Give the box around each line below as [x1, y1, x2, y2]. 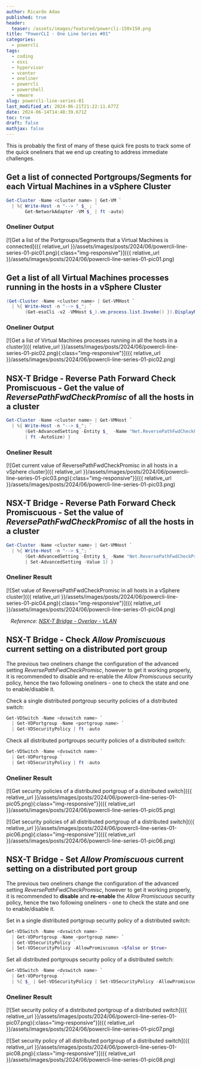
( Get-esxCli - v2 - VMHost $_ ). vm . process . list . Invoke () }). [25, 309, 175, 315]
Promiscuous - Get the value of [6, 383, 124, 393]
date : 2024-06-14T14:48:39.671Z [6, 109, 87, 115]
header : [6, 20, 26, 26]
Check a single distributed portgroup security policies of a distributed [6, 697, 178, 704]
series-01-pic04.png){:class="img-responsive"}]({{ [6, 599, 133, 607]
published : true [6, 14, 47, 20]
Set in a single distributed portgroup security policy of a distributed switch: [6, 917, 191, 924]
